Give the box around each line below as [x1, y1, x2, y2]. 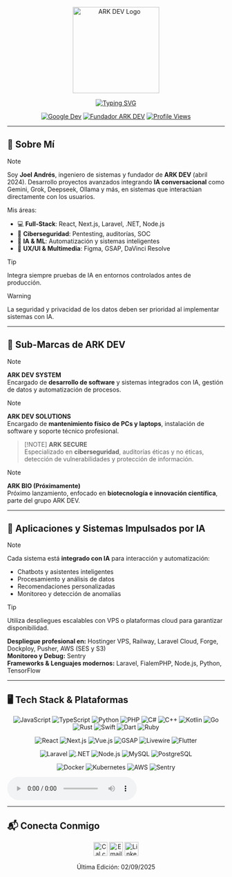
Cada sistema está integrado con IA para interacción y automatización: [7, 555, 211, 563]
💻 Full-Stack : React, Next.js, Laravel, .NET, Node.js [17, 220, 165, 228]
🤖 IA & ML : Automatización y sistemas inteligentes [17, 237, 160, 245]
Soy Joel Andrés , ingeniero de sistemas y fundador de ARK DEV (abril [7, 170, 208, 179]
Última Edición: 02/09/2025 [77, 863, 155, 871]
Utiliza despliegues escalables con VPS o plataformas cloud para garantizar [7, 617, 223, 625]
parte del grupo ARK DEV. [7, 496, 81, 504]
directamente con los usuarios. [7, 192, 95, 200]
